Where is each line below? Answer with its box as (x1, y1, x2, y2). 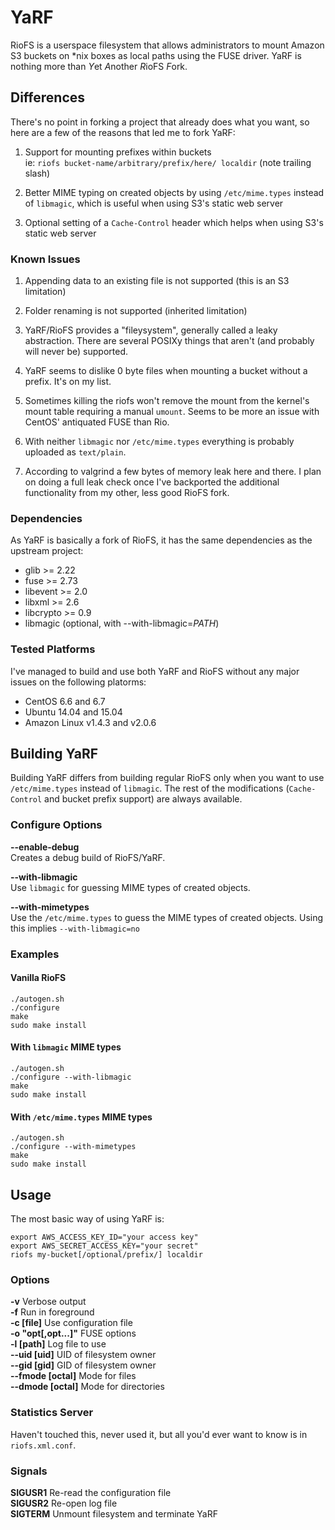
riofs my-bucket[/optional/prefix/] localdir (10, 1250, 203, 1260)
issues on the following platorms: (10, 676, 147, 688)
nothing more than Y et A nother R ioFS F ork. (10, 60, 188, 72)
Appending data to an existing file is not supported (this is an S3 (24, 275, 290, 287)
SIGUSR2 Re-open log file (10, 1497, 118, 1509)
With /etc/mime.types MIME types (10, 1111, 153, 1123)
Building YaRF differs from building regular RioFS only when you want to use (10, 772, 325, 784)
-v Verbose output (10, 1296, 87, 1308)
